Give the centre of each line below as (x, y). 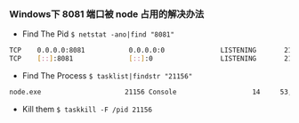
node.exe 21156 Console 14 (135, 92)
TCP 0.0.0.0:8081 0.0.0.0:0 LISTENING (133, 51)
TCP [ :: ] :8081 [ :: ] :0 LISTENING (133, 59)
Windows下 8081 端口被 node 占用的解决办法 (107, 13)
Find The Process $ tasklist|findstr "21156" (107, 76)
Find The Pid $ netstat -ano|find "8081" (98, 34)
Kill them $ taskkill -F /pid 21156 (87, 109)
